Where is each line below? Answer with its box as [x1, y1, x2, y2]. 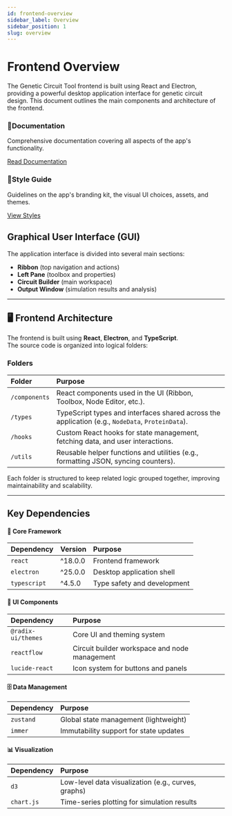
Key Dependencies [7, 508, 90, 520]
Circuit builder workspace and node [72, 643, 188, 653]
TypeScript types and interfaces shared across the [56, 408, 221, 418]
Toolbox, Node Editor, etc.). [56, 396, 145, 406]
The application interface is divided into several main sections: [7, 249, 185, 258]
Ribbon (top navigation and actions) [17, 263, 119, 271]
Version [60, 545, 87, 554]
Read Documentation [7, 157, 68, 166]
